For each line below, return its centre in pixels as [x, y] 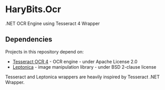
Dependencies [29, 39]
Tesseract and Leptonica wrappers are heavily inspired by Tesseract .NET [82, 77]
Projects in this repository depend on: [44, 51]
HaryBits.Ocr [33, 9]
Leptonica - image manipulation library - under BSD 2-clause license [84, 67]
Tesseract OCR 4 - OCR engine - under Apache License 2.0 [75, 62]
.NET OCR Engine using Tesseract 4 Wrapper [53, 23]
